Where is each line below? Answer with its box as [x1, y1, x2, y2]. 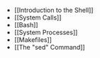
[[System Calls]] [13, 13, 62, 22]
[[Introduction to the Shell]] [13, 6, 94, 14]
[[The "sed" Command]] [13, 43, 85, 51]
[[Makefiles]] [13, 36, 52, 44]
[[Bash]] [13, 21, 38, 29]
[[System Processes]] [13, 28, 78, 36]
